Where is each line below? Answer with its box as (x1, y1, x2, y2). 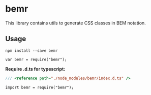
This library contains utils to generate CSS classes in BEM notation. (5, 20, 146, 26)
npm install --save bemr (5, 48, 58, 53)
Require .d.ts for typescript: (5, 66, 66, 72)
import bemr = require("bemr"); (5, 85, 74, 90)
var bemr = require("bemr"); (5, 57, 67, 62)
